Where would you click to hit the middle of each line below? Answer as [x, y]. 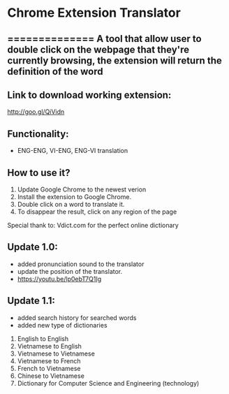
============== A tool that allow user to [104, 39]
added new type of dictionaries [62, 325]
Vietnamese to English [50, 346]
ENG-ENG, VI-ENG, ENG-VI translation [73, 151]
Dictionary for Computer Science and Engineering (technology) [108, 383]
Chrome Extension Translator [94, 13]
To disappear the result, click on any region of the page [97, 212]
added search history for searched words [77, 318]
